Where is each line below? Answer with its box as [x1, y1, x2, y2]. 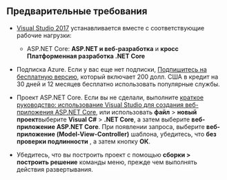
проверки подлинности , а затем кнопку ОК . [16, 137, 151, 146]
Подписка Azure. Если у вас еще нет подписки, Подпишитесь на [16, 65, 208, 73]
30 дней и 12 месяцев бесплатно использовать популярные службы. [16, 79, 220, 88]
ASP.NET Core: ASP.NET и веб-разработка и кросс [26, 44, 179, 52]
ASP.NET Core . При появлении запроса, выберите [56, 122, 205, 130]
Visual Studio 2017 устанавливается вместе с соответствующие [16, 23, 205, 32]
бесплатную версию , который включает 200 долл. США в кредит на [16, 72, 219, 81]
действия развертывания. [16, 165, 94, 173]
